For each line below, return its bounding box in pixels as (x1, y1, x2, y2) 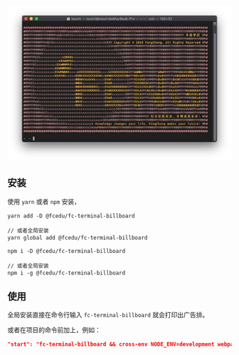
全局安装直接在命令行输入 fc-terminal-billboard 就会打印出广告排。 (7, 311, 209, 319)
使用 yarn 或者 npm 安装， (7, 197, 80, 205)
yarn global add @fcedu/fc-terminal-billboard (7, 234, 148, 241)
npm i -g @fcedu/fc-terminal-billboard (7, 269, 126, 277)
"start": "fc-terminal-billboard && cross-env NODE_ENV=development (7, 341, 215, 348)
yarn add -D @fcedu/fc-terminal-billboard (7, 212, 135, 220)
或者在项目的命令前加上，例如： (7, 326, 101, 334)
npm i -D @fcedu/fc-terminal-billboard (7, 247, 126, 254)
